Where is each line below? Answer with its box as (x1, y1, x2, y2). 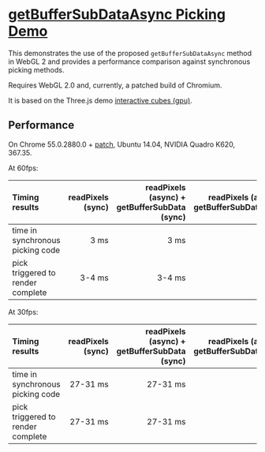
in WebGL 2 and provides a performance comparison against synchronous (8, 57, 251, 66)
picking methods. (8, 65, 65, 74)
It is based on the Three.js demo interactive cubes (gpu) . (8, 95, 193, 105)
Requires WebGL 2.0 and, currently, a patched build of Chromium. (8, 80, 222, 90)
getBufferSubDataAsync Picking (8, 6, 226, 24)
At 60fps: (8, 163, 39, 173)
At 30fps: (8, 307, 39, 316)
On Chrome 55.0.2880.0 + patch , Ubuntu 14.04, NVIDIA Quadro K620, (8, 140, 235, 149)
